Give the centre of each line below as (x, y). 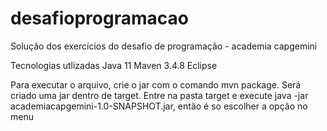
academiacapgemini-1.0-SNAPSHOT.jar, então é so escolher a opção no (159, 106)
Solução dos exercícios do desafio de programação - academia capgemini (164, 46)
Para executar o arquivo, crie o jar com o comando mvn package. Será (156, 84)
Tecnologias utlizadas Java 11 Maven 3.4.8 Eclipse (114, 65)
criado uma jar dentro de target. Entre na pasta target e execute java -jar (159, 95)
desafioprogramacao (99, 18)
